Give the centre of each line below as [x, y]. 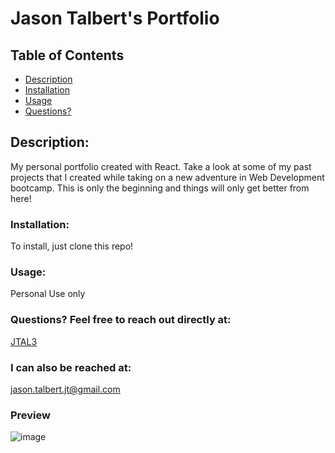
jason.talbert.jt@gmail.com [65, 389]
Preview [30, 415]
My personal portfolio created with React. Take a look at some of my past [161, 166]
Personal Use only [48, 294]
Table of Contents [67, 55]
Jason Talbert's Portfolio [115, 18]
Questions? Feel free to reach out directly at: [121, 320]
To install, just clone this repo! [72, 246]
